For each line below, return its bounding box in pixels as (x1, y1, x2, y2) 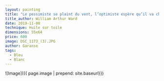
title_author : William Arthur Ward (5, 16, 78, 21)
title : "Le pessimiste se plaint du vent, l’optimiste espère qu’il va (5, 12, 154, 17)
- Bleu (9, 52, 23, 58)
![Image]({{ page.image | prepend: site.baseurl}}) (5, 70, 104, 76)
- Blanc (9, 57, 25, 62)
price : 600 (5, 35, 27, 40)
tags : (5, 48, 16, 53)
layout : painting (5, 7, 41, 12)
